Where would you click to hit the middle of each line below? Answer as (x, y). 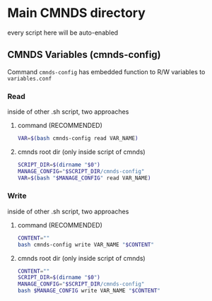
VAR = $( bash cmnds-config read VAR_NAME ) (78, 138)
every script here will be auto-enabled (63, 33)
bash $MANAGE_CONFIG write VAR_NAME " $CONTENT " (89, 291)
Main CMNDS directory (77, 13)
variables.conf (30, 78)
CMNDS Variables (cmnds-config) (84, 55)
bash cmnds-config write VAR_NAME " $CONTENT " (86, 244)
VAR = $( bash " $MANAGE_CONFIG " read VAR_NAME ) (84, 178)
